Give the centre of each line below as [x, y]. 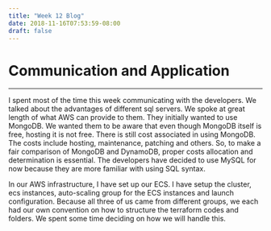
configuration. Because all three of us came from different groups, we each [133, 201]
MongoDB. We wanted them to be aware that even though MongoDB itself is [135, 126]
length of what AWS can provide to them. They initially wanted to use [123, 118]
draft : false [30, 31]
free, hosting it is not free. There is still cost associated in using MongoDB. [132, 134]
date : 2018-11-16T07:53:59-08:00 [65, 23]
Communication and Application [119, 70]
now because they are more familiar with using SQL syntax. [107, 169]
